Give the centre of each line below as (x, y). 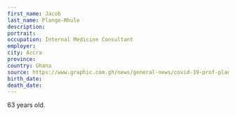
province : (22, 59)
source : (19, 72)
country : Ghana (29, 66)
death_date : (25, 85)
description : (26, 27)
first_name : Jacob (34, 14)
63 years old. (26, 105)
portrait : (22, 33)
